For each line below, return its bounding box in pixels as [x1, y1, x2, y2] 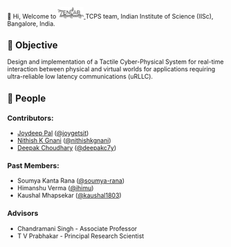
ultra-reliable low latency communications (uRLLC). [7, 73, 154, 81]
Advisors [7, 208, 39, 218]
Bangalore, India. [7, 19, 55, 28]
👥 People [7, 92, 46, 104]
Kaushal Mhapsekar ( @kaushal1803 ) [17, 191, 122, 200]
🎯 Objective [7, 39, 58, 51]
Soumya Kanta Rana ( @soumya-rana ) [17, 176, 125, 185]
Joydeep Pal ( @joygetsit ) [17, 129, 89, 138]
